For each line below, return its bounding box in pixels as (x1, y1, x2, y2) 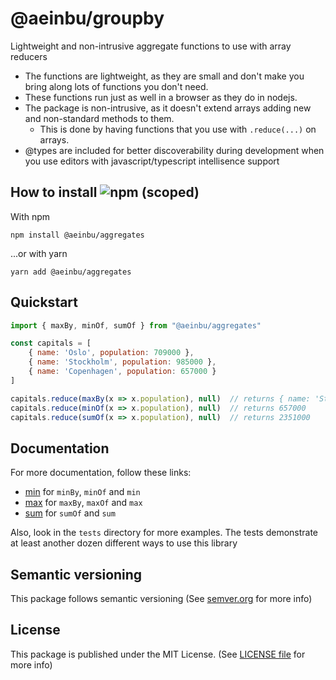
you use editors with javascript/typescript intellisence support (24, 155, 280, 167)
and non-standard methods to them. (24, 112, 175, 124)
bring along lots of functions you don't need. (24, 80, 209, 92)
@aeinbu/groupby (10, 7, 165, 30)
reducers (10, 50, 48, 62)
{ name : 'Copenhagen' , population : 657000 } (28, 367, 217, 377)
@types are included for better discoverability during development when (24, 144, 325, 156)
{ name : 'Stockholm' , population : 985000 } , (28, 357, 217, 367)
